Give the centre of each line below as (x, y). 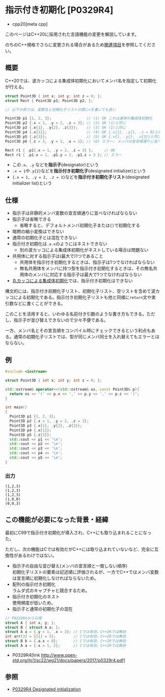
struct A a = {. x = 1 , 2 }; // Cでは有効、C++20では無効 (66, 646)
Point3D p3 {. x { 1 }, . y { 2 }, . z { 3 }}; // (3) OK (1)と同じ (66, 128)
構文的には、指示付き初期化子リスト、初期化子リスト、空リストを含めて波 (80, 291)
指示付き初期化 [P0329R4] (59, 10)
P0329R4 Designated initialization (46, 689)
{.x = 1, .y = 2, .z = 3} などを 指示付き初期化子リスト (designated (81, 177)
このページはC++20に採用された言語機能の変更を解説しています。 (72, 34)
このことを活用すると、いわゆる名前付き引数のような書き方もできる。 (76, 314)
